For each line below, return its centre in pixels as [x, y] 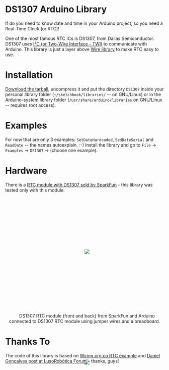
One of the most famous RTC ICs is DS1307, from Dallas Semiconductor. [80, 38]
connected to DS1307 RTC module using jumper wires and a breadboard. [84, 321]
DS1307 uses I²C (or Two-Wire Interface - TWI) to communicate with [76, 43]
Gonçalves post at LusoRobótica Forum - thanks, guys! [62, 361]
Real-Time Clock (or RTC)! [32, 28]
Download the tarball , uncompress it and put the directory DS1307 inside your [84, 89]
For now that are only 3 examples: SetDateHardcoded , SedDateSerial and [79, 140]
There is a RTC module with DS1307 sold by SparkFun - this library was [79, 184]
